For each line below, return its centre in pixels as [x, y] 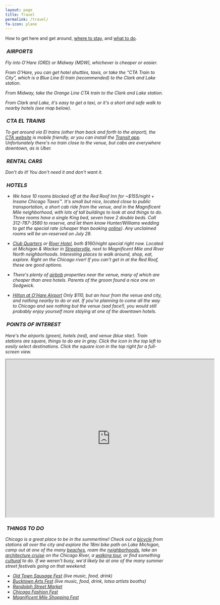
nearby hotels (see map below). [38, 108]
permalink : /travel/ [27, 19]
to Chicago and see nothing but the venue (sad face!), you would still [85, 306]
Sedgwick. [23, 285]
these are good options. [37, 265]
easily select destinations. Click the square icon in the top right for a [76, 346]
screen [12, 351]
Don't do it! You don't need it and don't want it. [54, 172]
